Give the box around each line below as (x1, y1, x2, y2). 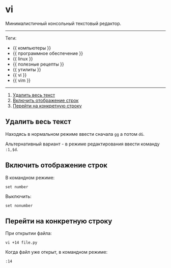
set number (5, 184, 28, 189)
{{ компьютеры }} (12, 45, 51, 51)
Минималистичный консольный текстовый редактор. (5, 20, 122, 26)
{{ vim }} (12, 77, 31, 83)
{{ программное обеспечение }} (12, 50, 83, 56)
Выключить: (5, 193, 32, 199)
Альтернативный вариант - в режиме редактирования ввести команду (5, 141, 160, 147)
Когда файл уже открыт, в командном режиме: (5, 249, 108, 255)
